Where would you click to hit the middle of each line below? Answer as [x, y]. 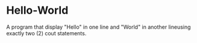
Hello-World [37, 10]
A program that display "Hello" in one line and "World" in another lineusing [98, 27]
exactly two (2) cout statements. [46, 33]
